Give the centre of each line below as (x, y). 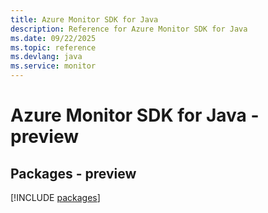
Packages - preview (73, 173)
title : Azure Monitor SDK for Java (84, 19)
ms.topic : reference (53, 47)
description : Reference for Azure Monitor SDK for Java (129, 29)
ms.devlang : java (46, 57)
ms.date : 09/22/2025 (53, 38)
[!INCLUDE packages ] (55, 197)
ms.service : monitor (53, 66)
